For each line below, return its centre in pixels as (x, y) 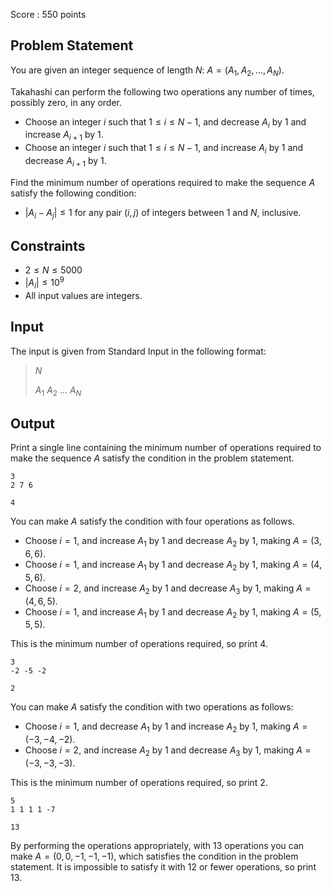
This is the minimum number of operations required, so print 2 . (139, 783)
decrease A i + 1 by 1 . (65, 162)
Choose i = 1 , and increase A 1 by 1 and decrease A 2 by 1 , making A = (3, (173, 542)
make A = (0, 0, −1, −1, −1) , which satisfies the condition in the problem (154, 856)
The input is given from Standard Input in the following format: (138, 351)
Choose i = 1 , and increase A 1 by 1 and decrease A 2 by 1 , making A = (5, (173, 612)
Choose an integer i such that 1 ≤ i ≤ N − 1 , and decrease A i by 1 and (165, 122)
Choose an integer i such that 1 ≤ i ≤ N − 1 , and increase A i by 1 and (164, 149)
